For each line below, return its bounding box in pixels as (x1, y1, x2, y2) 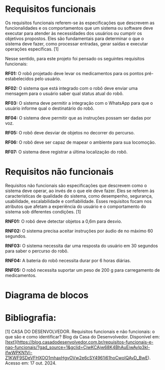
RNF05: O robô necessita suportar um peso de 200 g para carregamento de (5, 267, 160, 273)
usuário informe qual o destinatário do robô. (5, 105, 95, 111)
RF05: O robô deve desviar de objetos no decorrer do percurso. (5, 129, 135, 135)
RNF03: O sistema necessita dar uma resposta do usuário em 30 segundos (5, 243, 158, 248)
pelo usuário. (34, 76, 62, 82)
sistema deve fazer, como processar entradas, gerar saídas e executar (5, 41, 148, 46)
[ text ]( (5, 339, 18, 345)
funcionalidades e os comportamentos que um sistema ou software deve (5, 25, 154, 31)
